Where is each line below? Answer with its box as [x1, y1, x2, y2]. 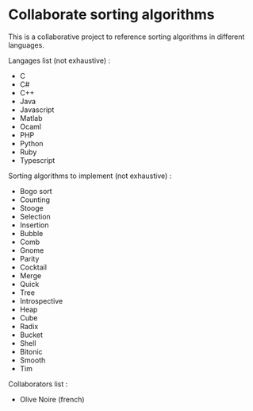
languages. [8, 40, 45, 49]
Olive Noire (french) [19, 394, 85, 404]
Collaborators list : [8, 379, 68, 389]
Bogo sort [19, 186, 53, 196]
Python [19, 138, 44, 148]
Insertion [19, 220, 49, 230]
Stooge [19, 203, 44, 212]
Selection [19, 211, 52, 221]
